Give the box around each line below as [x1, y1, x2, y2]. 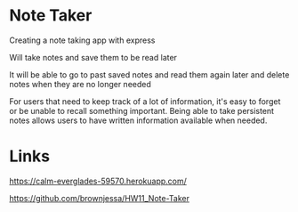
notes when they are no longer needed [9, 78, 151, 89]
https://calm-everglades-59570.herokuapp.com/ [9, 175, 187, 186]
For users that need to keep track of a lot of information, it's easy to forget [9, 95, 281, 107]
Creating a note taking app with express [9, 35, 156, 45]
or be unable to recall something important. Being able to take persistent [9, 105, 274, 116]
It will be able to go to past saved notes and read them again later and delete [9, 69, 290, 80]
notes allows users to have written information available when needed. [9, 115, 268, 126]
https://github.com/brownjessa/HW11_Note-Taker [9, 192, 189, 203]
